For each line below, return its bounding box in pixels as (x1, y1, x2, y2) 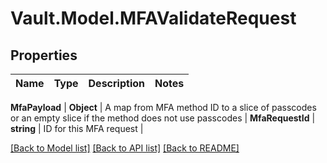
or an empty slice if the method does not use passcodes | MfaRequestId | (10, 112, 316, 124)
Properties (10, 47, 78, 64)
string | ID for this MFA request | (10, 123, 144, 134)
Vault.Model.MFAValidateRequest (10, 7, 297, 30)
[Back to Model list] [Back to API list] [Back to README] (10, 142, 240, 154)
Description (88, 77, 145, 90)
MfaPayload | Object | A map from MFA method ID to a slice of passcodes (10, 102, 317, 113)
